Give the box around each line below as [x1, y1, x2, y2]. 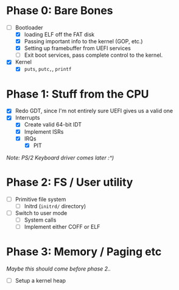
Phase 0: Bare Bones [6, 4, 113, 18]
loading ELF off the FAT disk [24, 31, 95, 38]
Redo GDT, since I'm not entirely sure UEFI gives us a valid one [15, 107, 174, 115]
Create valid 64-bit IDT [24, 121, 82, 128]
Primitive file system [15, 195, 66, 203]
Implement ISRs [24, 128, 64, 135]
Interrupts [15, 114, 40, 121]
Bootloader [15, 24, 44, 31]
